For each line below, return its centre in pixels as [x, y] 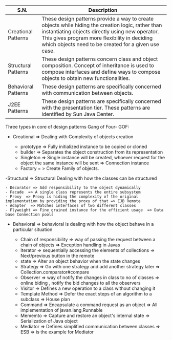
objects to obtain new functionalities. [86, 78]
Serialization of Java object [49, 321]
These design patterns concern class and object [100, 59]
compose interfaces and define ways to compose [101, 72]
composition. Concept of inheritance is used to [98, 65]
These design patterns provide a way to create [98, 19]
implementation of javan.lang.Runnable [61, 310]
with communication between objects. [88, 93]
